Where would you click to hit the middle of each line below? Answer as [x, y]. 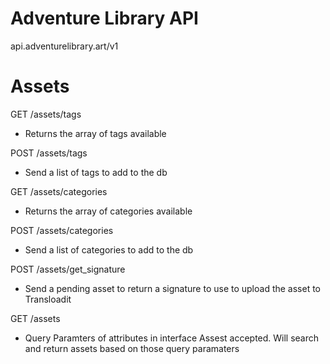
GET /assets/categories [59, 191]
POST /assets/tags [49, 153]
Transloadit [48, 299]
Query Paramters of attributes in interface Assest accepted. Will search [172, 338]
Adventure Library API [104, 18]
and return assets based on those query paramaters [132, 348]
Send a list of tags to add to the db [96, 172]
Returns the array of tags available [95, 133]
